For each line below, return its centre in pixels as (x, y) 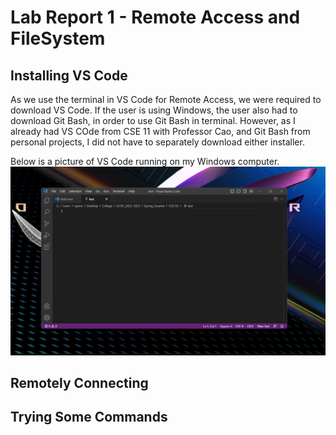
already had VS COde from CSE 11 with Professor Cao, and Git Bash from (160, 131)
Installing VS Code (69, 75)
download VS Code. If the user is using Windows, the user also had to (154, 110)
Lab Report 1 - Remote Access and (155, 17)
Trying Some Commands (89, 417)
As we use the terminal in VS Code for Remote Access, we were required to (166, 99)
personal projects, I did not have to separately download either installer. (157, 142)
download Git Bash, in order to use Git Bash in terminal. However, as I (153, 120)
